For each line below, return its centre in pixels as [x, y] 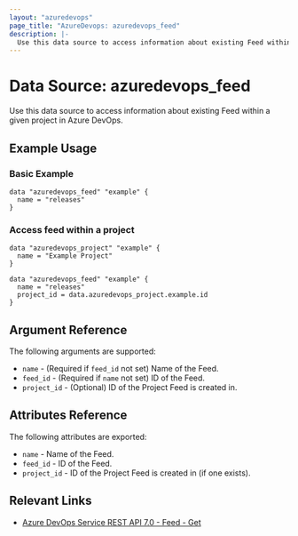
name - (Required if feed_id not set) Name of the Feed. [120, 368]
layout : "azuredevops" [51, 17]
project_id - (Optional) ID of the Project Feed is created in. [129, 387]
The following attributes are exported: [78, 436]
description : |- [39, 34]
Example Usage [53, 148]
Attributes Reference [68, 416]
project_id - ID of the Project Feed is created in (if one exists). [136, 473]
